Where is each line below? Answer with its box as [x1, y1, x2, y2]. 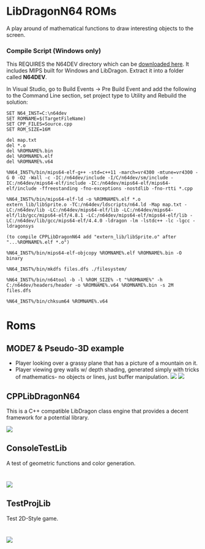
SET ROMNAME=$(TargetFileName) [6, 115, 86, 122]
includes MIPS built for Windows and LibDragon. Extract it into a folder [6, 67, 184, 74]
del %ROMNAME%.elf [6, 154, 53, 160]
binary [6, 255, 23, 262]
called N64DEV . [6, 74, 47, 81]
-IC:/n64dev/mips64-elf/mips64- [88, 180, 171, 187]
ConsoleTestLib [6, 443, 67, 454]
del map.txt [6, 137, 37, 144]
